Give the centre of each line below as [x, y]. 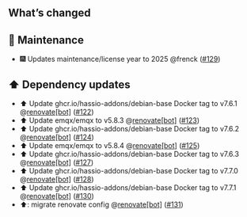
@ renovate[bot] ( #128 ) [57, 179]
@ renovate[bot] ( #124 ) [57, 137]
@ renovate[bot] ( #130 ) [57, 196]
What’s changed [49, 13]
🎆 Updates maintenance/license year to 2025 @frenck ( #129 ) [120, 59]
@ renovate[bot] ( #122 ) [57, 112]
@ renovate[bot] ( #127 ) [57, 162]
